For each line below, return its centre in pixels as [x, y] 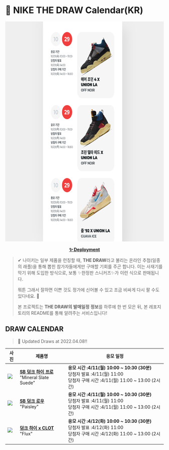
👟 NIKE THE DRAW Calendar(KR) [74, 10]
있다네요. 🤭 [28, 296]
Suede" [27, 383]
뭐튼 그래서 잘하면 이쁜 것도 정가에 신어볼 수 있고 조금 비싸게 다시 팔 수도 [89, 290]
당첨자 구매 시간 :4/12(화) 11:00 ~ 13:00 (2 [112, 434]
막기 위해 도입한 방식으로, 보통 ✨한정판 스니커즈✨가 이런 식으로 [79, 273]
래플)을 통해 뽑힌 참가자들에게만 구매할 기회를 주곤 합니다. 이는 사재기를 [93, 266]
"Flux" [26, 433]
